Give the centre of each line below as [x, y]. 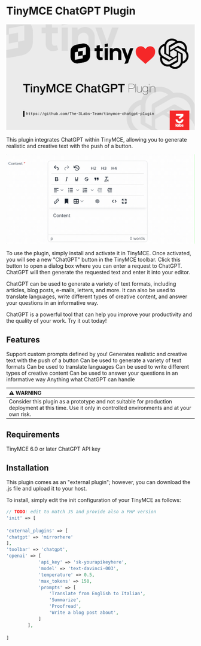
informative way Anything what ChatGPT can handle [71, 379]
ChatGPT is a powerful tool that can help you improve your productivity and [99, 314]
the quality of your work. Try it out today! [57, 321]
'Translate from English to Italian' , [97, 594]
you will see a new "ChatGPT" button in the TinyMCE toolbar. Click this [93, 260]
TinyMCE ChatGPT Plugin [71, 11]
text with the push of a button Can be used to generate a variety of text [94, 360]
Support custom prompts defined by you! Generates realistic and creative [97, 354]
